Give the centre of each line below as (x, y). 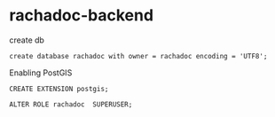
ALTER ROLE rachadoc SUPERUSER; (71, 104)
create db (27, 40)
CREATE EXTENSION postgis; (59, 89)
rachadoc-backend (81, 16)
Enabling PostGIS (41, 73)
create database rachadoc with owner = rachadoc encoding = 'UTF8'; (138, 56)
